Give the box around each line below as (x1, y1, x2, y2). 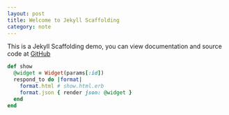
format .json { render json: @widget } (19, 89, 132, 96)
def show (7, 63, 33, 70)
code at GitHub (7, 49, 51, 58)
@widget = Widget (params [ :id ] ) (13, 70, 104, 77)
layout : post (7, 10, 45, 17)
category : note (7, 23, 52, 30)
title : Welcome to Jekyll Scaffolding (7, 17, 120, 24)
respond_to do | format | (13, 76, 82, 84)
